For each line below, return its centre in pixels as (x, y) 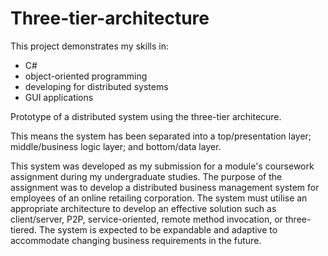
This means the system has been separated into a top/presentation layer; (161, 136)
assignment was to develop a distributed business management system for (165, 187)
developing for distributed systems (96, 86)
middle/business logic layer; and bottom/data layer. (116, 146)
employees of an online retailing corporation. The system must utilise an (159, 198)
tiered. (23, 229)
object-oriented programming (86, 76)
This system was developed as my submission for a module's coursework (162, 166)
